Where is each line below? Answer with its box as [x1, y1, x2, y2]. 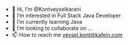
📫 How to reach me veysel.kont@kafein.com [11, 32, 123, 38]
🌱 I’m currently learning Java [11, 18, 83, 25]
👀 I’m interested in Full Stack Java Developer [11, 12, 121, 19]
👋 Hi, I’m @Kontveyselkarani [11, 6, 81, 12]
